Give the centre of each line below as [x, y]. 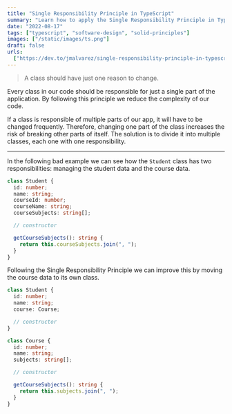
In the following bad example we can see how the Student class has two [109, 161]
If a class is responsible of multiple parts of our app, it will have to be [105, 119]
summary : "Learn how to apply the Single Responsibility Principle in [111, 20]
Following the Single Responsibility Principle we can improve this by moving [115, 270]
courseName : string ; [43, 207]
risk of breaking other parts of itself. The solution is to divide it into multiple [114, 134]
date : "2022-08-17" [35, 26]
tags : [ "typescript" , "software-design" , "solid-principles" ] [98, 33]
